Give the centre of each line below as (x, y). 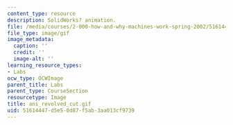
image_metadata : (31, 40)
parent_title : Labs (35, 85)
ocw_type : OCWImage (35, 78)
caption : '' (31, 46)
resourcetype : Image (37, 98)
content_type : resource (42, 14)
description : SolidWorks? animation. (62, 20)
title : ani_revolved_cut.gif (49, 104)
